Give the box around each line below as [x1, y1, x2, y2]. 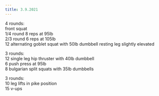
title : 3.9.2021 [5, 7, 38, 12]
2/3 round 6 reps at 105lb [5, 36, 56, 42]
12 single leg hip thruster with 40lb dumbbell [5, 55, 94, 61]
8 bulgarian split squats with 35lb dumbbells [5, 66, 94, 72]
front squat [5, 25, 28, 32]
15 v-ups [5, 85, 22, 91]
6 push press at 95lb [5, 61, 46, 66]
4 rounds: [5, 20, 24, 26]
